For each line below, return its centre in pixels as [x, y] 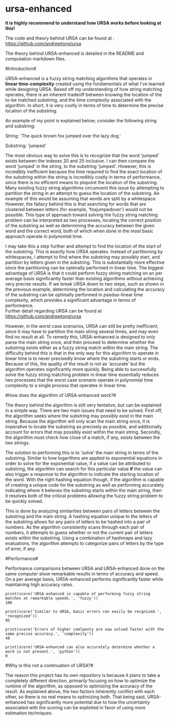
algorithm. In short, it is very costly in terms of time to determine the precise [84, 105]
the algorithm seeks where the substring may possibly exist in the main [79, 416]
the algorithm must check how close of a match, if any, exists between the [83, 437]
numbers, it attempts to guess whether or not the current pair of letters [79, 532]
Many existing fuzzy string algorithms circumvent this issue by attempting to [85, 188]
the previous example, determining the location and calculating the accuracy [85, 289]
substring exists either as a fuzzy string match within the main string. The [82, 348]
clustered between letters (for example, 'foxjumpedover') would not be [79, 209]
